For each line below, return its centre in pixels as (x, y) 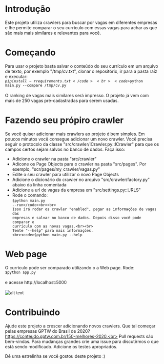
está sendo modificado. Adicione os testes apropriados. (61, 346)
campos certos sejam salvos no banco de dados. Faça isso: (65, 149)
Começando (31, 53)
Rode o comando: (30, 195)
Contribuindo (32, 312)
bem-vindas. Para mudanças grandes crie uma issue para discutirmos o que (82, 341)
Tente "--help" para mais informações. (53, 230)
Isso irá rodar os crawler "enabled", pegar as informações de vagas (84, 209)
